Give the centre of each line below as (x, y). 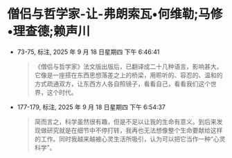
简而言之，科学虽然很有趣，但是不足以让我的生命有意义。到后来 (125, 121)
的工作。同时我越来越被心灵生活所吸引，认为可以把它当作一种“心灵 (130, 139)
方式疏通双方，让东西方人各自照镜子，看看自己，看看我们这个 (123, 83)
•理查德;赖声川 (48, 31)
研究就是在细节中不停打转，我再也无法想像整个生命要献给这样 (135, 130)
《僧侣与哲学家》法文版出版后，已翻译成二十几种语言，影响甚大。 (128, 66)
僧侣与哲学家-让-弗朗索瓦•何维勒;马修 (115, 14)
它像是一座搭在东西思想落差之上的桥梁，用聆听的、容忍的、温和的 (128, 75)
